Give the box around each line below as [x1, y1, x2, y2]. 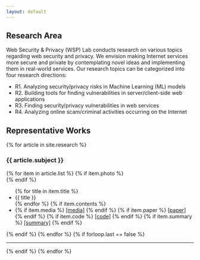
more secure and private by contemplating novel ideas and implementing [6, 59, 186, 66]
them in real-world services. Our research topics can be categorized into [6, 65, 185, 72]
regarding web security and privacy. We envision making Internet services [6, 53, 189, 60]
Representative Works [6, 125, 91, 135]
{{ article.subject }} [6, 156, 64, 164]
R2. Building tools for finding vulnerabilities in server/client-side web [14, 90, 183, 97]
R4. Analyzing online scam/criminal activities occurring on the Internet [14, 108, 187, 116]
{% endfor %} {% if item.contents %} [14, 200, 106, 207]
